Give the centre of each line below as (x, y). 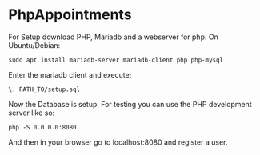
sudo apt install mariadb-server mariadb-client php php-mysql (116, 60)
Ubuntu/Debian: (34, 45)
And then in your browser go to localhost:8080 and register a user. (118, 142)
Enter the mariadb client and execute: (70, 74)
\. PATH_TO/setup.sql (44, 89)
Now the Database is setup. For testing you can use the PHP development (130, 104)
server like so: (32, 113)
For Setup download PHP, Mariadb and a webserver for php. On (113, 37)
